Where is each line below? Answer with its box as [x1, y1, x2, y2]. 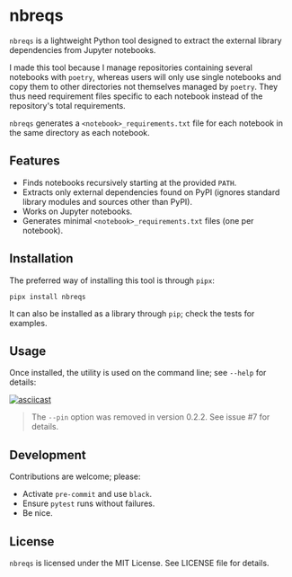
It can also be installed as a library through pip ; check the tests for [9, 307, 255, 319]
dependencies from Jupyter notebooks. [9, 44, 156, 55]
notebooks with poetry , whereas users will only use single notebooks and [9, 71, 281, 82]
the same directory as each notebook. [9, 127, 150, 138]
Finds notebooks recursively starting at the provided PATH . [22, 177, 237, 188]
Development [9, 447, 87, 463]
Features [9, 154, 60, 169]
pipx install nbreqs [9, 292, 87, 301]
